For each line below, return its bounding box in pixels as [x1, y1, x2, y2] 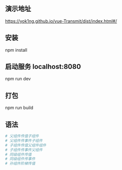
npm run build [5, 105, 33, 111]
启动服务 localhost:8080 [5, 63, 81, 71]
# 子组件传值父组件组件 [5, 142, 47, 148]
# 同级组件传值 [5, 152, 32, 157]
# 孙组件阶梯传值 [5, 161, 35, 166]
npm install [5, 47, 28, 53]
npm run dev [5, 76, 31, 82]
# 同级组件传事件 [5, 157, 35, 162]
